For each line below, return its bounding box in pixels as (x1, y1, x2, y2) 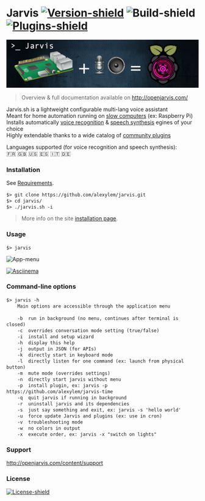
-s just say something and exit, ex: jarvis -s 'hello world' (17, 406, 182, 413)
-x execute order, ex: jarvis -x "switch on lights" (17, 431, 157, 438)
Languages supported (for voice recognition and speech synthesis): (6, 143, 178, 151)
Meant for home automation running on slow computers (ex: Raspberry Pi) (6, 112, 193, 119)
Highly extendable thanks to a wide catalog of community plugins (6, 131, 171, 139)
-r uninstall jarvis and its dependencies (17, 400, 130, 407)
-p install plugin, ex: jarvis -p (17, 382, 108, 389)
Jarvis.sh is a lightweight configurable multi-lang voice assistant (6, 106, 168, 113)
